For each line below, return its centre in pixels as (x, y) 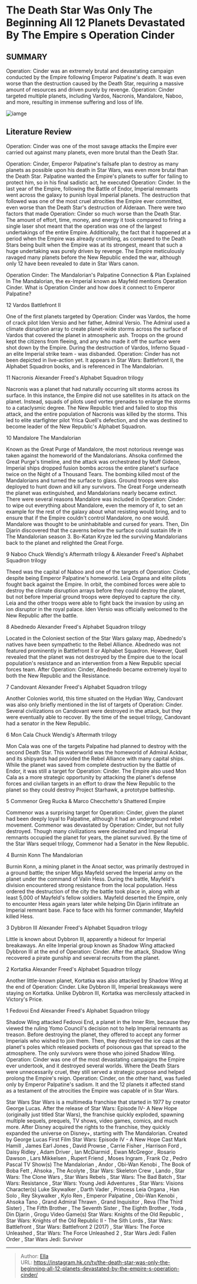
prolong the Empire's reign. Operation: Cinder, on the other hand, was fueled (98, 1078)
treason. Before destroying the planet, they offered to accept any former (93, 1034)
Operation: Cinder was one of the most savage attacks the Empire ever (92, 146)
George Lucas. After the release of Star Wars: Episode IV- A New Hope (92, 1108)
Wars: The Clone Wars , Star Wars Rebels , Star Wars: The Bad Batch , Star (96, 1177)
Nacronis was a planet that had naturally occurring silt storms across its (93, 389)
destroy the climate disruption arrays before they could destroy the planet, (96, 590)
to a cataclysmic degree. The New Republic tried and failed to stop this (92, 407)
